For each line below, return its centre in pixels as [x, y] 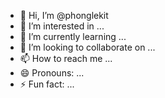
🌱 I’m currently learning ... [73, 36]
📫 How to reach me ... [66, 58]
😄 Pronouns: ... [52, 73]
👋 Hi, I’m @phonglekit [64, 15]
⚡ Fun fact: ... [47, 84]
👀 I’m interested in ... [62, 26]
